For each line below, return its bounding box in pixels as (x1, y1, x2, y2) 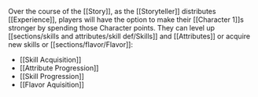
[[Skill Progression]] (19, 72, 84, 81)
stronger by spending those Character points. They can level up (8, 23, 215, 32)
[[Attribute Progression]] (19, 63, 99, 73)
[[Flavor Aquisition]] (19, 80, 85, 89)
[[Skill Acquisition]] (19, 55, 82, 64)
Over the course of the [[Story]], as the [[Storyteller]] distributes (8, 7, 216, 16)
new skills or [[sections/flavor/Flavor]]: (8, 40, 134, 49)
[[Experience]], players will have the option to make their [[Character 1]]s (8, 15, 244, 24)
